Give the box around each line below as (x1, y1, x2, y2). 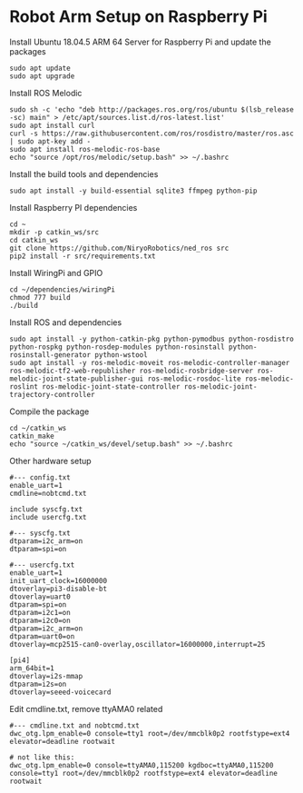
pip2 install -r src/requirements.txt (9, 252, 156, 261)
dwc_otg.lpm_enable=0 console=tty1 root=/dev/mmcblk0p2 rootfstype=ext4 (9, 729, 290, 738)
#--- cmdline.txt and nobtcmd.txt (9, 720, 141, 730)
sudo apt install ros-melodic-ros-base (9, 144, 161, 154)
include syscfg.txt (9, 504, 83, 514)
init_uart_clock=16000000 (9, 576, 107, 585)
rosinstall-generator (9, 350, 92, 360)
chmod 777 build (9, 292, 71, 302)
